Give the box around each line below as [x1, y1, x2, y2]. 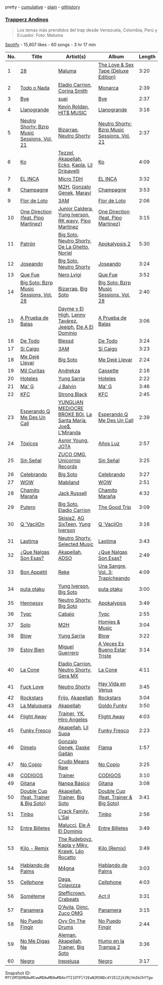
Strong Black [58, 391, 87, 398]
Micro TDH [58, 176, 83, 183]
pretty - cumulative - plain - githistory [5, 4, 81, 10]
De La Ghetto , [58, 244, 90, 250]
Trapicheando [98, 575, 130, 582]
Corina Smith [58, 87, 88, 94]
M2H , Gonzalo [58, 184, 91, 190]
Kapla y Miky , [58, 842, 89, 849]
